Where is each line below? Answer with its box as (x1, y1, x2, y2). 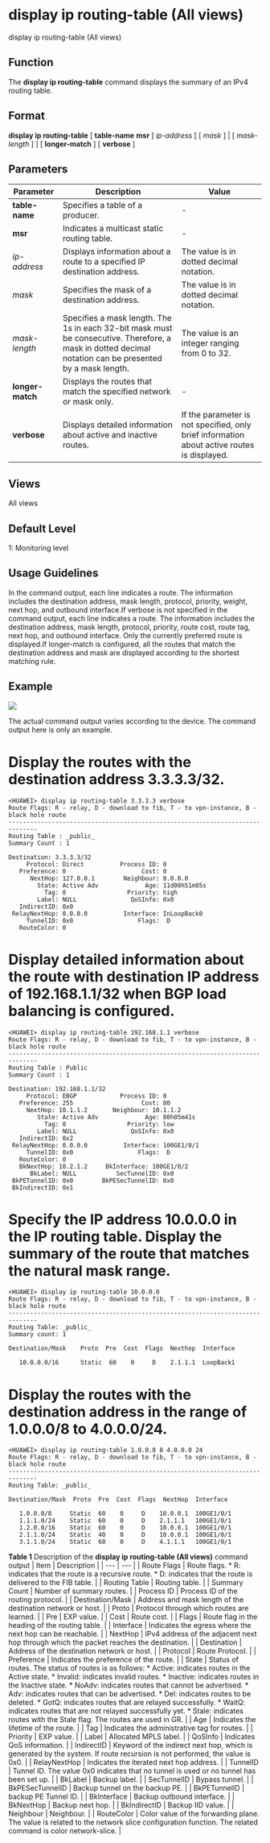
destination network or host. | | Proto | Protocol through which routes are (8, 1604, 249, 1613)
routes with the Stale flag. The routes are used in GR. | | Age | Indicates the (8, 1715, 256, 1725)
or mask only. (63, 396, 114, 408)
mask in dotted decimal (63, 342, 151, 354)
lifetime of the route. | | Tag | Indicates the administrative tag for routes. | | (8, 1723, 253, 1733)
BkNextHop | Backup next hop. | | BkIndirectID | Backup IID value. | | (8, 1800, 235, 1810)
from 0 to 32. (181, 348, 231, 359)
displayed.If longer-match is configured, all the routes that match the (8, 639, 235, 649)
